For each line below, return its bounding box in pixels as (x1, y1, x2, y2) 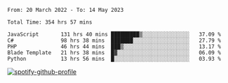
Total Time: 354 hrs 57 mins (7, 19, 93, 26)
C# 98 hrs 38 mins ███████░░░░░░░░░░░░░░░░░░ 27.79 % (7, 37, 221, 44)
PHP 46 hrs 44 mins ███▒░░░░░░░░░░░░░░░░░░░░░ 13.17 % (7, 43, 221, 50)
